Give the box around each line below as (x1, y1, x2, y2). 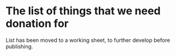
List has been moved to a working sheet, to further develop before (5, 36, 171, 43)
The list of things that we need (5, 4, 161, 18)
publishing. (5, 43, 34, 50)
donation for (5, 17, 69, 30)
